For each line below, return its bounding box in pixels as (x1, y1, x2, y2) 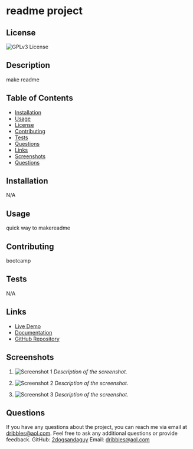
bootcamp (6, 257, 31, 264)
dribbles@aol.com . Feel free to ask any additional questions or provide (6, 430, 178, 437)
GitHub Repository (14, 335, 60, 342)
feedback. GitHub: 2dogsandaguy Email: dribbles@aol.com (6, 436, 150, 443)
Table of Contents (6, 93, 74, 103)
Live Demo (14, 323, 41, 330)
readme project (6, 4, 83, 18)
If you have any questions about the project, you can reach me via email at (6, 424, 188, 431)
